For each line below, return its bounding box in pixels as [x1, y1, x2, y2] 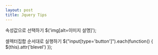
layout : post [5, 7, 33, 13]
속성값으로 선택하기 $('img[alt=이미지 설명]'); [5, 27, 96, 33]
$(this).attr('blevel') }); [5, 44, 53, 50]
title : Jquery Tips [5, 12, 47, 17]
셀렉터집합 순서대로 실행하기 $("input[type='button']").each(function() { [5, 38, 153, 44]
